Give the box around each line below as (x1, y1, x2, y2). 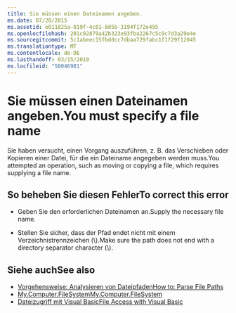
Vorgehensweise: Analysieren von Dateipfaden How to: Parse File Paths (17, 283, 223, 291)
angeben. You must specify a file (7, 108, 199, 124)
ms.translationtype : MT (7, 43, 77, 50)
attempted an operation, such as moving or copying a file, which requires (7, 161, 219, 170)
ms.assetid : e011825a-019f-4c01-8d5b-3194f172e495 (7, 23, 159, 30)
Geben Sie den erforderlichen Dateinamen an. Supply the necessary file (17, 207, 224, 216)
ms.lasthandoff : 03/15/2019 (7, 56, 90, 63)
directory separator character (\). (17, 243, 114, 252)
